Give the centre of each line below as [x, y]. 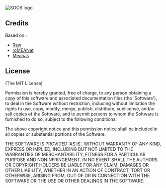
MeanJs [21, 55]
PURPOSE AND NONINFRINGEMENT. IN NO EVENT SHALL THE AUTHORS [82, 160]
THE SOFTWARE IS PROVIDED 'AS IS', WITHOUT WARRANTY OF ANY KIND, [83, 144]
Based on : [16, 35]
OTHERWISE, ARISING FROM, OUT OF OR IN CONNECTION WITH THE [78, 175]
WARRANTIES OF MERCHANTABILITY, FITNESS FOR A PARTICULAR [75, 154]
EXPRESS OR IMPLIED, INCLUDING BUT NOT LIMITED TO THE [69, 149]
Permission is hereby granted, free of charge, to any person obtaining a [78, 93]
